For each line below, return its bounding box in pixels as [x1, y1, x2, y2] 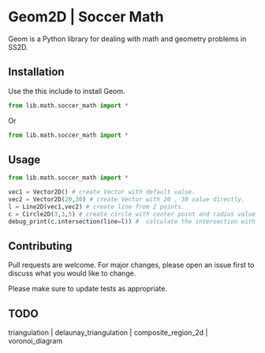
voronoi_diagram [8, 336, 63, 346]
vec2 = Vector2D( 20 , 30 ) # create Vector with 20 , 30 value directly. [8, 196, 245, 204]
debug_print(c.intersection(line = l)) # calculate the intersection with [8, 217, 256, 225]
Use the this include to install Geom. [8, 86, 125, 96]
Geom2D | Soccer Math [8, 8, 164, 26]
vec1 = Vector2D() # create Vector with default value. [8, 188, 196, 197]
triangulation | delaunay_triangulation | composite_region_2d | [8, 328, 208, 337]
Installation [8, 66, 65, 79]
